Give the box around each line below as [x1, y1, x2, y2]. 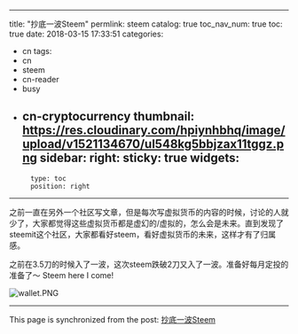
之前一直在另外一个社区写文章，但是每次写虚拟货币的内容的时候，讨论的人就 [9, 206, 289, 217]
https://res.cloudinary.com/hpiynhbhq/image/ [21, 123, 286, 138]
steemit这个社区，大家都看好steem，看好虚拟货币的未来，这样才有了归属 [9, 229, 277, 239]
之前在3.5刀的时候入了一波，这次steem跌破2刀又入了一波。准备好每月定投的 [9, 259, 289, 269]
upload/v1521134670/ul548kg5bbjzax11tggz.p [21, 136, 285, 151]
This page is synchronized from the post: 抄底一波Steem [9, 314, 216, 324]
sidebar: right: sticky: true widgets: [39, 151, 239, 166]
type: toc [30, 174, 67, 183]
